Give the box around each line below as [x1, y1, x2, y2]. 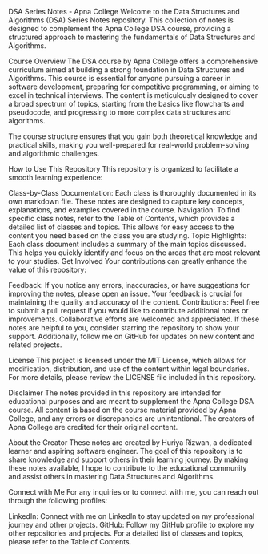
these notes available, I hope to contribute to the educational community [8, 463, 247, 472]
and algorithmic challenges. [8, 148, 100, 158]
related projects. [8, 340, 62, 350]
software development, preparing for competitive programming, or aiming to [8, 82, 260, 91]
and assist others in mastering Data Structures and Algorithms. [8, 472, 215, 481]
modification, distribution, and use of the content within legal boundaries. [8, 364, 250, 374]
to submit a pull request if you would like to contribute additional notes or [8, 306, 250, 315]
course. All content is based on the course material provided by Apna [8, 405, 237, 414]
